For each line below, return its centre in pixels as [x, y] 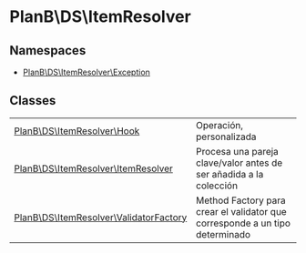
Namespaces [48, 51]
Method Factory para [241, 200]
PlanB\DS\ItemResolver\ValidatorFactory [101, 218]
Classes [33, 101]
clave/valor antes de [239, 163]
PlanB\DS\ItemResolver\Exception [86, 72]
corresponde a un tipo [243, 223]
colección [217, 186]
